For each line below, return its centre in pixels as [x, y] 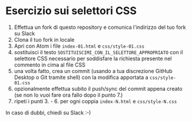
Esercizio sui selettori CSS [71, 11]
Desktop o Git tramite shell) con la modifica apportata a [81, 77]
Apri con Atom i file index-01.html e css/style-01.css [79, 46]
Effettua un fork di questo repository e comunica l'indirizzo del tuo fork [100, 27]
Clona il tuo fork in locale [44, 39]
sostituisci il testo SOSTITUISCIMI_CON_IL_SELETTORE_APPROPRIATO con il [98, 52]
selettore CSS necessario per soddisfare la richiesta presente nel [93, 58]
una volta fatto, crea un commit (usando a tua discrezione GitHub [93, 71]
